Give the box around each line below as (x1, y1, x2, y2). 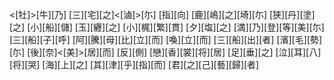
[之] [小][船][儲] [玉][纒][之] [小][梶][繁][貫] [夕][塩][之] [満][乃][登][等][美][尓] (9, 21, 325, 33)
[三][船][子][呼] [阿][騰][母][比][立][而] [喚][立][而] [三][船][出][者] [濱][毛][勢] (9, 34, 323, 45)
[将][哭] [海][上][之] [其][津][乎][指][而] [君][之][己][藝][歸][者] (9, 59, 260, 70)
